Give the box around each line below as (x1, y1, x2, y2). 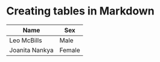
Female (59, 46, 80, 54)
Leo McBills (9, 36, 42, 45)
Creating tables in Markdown (6, 4, 155, 18)
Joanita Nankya (9, 46, 54, 54)
